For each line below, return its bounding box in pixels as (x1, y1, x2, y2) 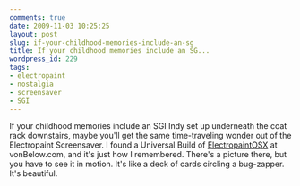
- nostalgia (9, 80, 54, 89)
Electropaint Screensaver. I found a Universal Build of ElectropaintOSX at (9, 139, 278, 150)
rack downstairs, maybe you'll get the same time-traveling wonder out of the (9, 131, 292, 141)
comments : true (9, 13, 66, 22)
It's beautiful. (9, 168, 58, 179)
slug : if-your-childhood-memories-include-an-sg (9, 38, 194, 47)
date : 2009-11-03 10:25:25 (9, 21, 110, 30)
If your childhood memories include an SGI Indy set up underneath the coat (9, 121, 287, 131)
